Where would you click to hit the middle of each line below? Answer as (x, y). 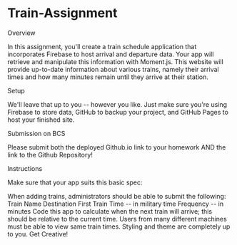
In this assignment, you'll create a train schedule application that (102, 46)
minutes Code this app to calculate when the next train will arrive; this (110, 211)
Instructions (25, 168)
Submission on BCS (36, 133)
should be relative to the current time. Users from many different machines (117, 219)
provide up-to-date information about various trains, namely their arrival (113, 69)
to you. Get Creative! (38, 234)
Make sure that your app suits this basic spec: (75, 182)
